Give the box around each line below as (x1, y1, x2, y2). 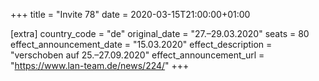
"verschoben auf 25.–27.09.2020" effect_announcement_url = (10, 49, 265, 61)
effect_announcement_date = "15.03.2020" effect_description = (10, 39, 273, 50)
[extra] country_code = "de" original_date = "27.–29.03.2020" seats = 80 (10, 28, 310, 39)
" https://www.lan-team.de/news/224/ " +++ (10, 60, 190, 71)
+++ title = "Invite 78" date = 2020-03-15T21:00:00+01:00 (10, 9, 251, 20)
